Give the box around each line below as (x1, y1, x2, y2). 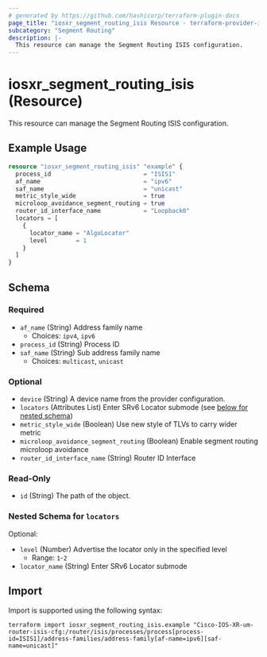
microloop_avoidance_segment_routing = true (15, 199, 165, 207)
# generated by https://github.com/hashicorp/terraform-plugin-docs (8, 11, 240, 20)
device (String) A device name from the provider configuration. (19, 394, 226, 404)
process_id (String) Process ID (19, 339, 120, 349)
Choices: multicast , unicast (31, 356, 124, 365)
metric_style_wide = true (15, 192, 165, 200)
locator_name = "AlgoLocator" (29, 229, 130, 237)
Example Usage (8, 141, 87, 155)
